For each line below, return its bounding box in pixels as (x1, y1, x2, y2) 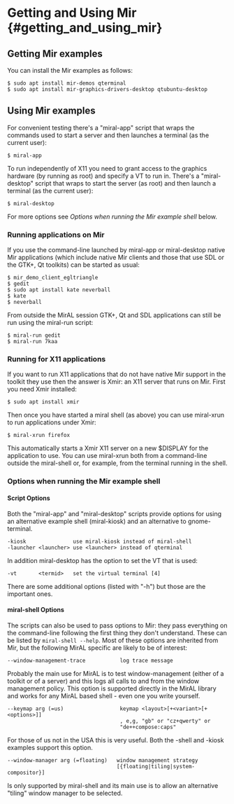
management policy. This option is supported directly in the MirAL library (7, 684, 217, 693)
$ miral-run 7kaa (7, 338, 58, 345)
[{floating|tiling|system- (116, 763, 196, 770)
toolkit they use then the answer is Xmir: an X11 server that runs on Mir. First (7, 377, 226, 386)
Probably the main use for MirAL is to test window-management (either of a (7, 669, 224, 677)
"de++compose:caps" (119, 723, 177, 730)
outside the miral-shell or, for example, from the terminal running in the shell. (7, 459, 228, 467)
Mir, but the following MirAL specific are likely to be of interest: (7, 643, 187, 652)
